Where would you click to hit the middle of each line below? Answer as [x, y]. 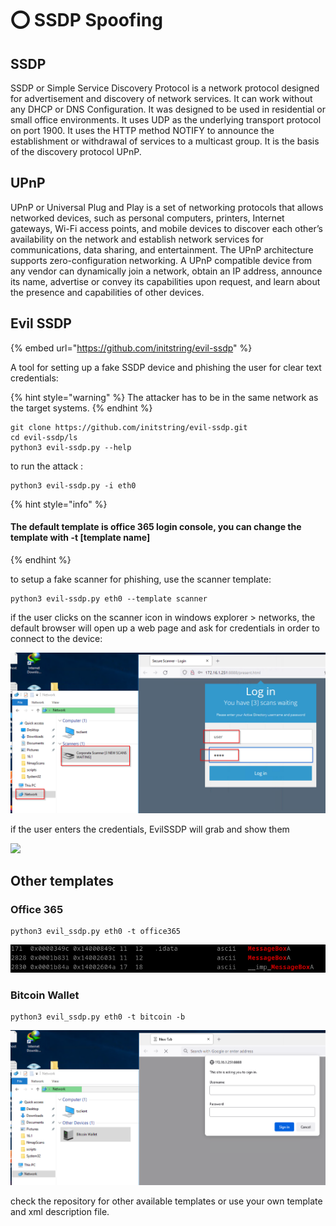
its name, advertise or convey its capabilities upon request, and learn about [165, 281]
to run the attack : [47, 466]
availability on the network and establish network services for [137, 239]
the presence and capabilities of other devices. [107, 292]
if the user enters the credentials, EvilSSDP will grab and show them [150, 829]
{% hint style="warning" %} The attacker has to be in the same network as [164, 397]
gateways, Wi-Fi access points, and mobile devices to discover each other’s [166, 228]
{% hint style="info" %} [59, 504]
